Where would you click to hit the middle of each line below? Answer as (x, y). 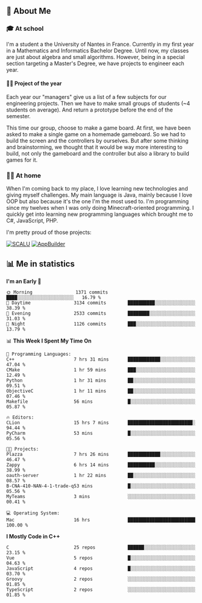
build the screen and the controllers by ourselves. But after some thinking (97, 140)
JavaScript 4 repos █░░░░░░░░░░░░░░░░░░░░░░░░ (101, 569)
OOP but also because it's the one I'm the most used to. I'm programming (97, 201)
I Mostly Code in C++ (33, 536)
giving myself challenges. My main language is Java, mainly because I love (99, 195)
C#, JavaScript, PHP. (32, 221)
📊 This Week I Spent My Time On (49, 341)
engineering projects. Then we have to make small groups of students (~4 (98, 103)
